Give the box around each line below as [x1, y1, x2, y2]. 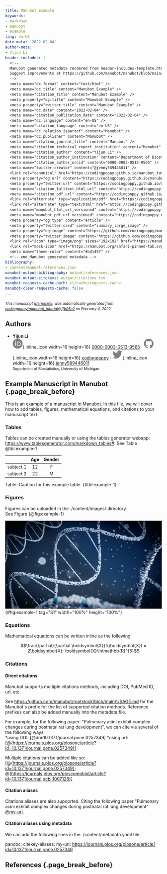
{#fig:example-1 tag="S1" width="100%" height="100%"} [5, 609, 123, 615]
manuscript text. [5, 411, 39, 417]
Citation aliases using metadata [5, 820, 72, 826]
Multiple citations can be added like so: [5, 755, 85, 761]
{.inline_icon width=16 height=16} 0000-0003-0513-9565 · [22, 344, 143, 350]
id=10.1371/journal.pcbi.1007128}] [5, 776, 73, 782]
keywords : [5, 13, 26, 18]
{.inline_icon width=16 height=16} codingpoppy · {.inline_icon [12, 354, 148, 360]
